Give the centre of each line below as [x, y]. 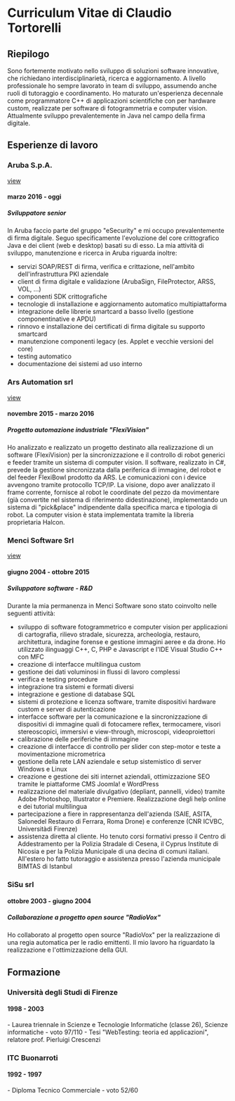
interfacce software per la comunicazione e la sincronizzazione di [113, 717]
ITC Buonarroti [33, 1057]
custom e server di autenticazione [67, 709]
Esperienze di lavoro [53, 145]
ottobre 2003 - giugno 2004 [49, 901]
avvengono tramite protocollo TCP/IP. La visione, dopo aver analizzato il [111, 485]
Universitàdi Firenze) [47, 829]
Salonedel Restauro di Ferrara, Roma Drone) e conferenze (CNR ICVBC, [121, 821]
